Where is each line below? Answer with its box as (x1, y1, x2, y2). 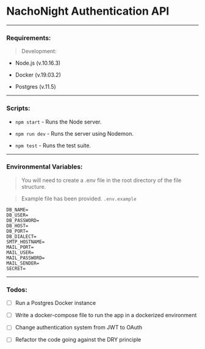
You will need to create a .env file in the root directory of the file (21, 176, 182, 184)
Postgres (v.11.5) (15, 83, 56, 90)
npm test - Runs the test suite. (15, 142, 92, 149)
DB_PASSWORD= (6, 217, 40, 224)
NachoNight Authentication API (6, 4, 170, 18)
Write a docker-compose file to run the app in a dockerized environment (15, 312, 197, 319)
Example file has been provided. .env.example (21, 194, 137, 202)
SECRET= (6, 265, 26, 271)
